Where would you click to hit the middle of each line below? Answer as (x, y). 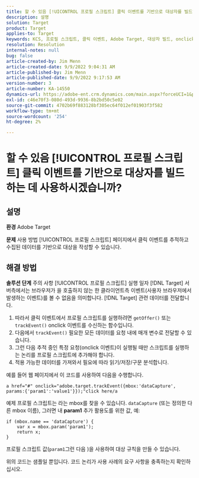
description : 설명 (28, 17)
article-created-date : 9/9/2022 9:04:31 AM (61, 67)
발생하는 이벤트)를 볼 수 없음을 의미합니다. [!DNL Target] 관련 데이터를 (87, 298)
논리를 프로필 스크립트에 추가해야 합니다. (68, 355)
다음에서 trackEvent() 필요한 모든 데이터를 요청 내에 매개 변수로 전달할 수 (100, 332)
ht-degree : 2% (24, 122)
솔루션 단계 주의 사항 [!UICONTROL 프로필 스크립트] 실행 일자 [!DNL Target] (95, 283)
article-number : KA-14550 (38, 89)
